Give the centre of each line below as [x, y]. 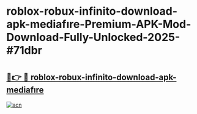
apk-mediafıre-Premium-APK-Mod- [99, 24]
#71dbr [24, 51]
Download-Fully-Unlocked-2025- [93, 37]
